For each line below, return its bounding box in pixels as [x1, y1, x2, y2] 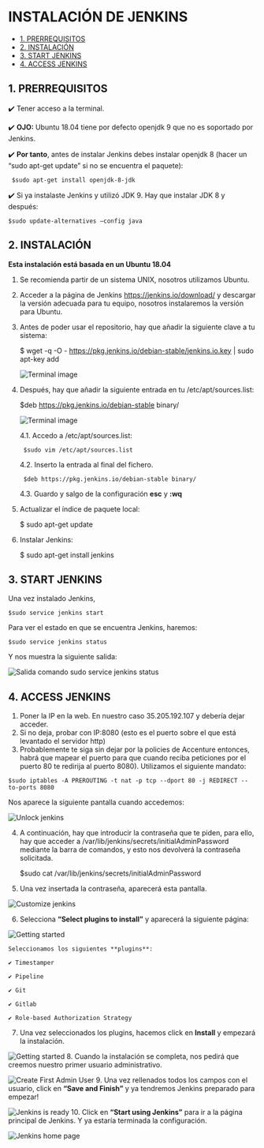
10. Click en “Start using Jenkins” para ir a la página [70, 1108, 243, 1117]
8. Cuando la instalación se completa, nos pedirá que [66, 1052, 239, 1061]
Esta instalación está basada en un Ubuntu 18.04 [8, 259, 172, 268]
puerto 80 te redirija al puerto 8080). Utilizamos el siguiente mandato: [19, 762, 247, 771]
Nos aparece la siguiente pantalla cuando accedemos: [8, 797, 185, 807]
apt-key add [19, 354, 60, 363]
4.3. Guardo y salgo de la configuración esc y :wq [19, 489, 183, 498]
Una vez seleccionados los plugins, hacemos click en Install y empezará [19, 1028, 256, 1037]
